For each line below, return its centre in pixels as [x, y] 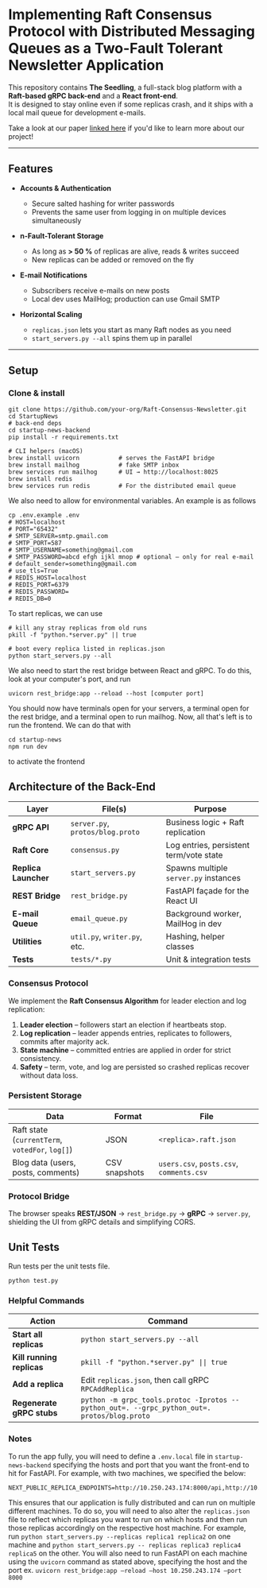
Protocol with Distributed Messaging [132, 31]
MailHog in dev [194, 924]
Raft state [30, 1129]
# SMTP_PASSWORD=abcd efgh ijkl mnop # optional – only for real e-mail [131, 557]
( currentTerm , [37, 1140]
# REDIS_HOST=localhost [48, 578]
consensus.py [95, 850]
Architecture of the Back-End [82, 786]
